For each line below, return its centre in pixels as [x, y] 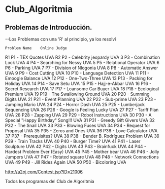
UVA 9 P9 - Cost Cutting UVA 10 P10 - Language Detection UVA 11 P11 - [77, 73]
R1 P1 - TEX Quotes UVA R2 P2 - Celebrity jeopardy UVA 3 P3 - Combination [82, 57]
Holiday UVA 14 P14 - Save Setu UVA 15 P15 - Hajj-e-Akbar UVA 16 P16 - [78, 83]
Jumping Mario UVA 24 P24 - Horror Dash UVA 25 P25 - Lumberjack [75, 104]
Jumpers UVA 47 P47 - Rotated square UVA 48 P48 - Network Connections [82, 157]
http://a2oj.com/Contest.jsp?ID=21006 [44, 172]
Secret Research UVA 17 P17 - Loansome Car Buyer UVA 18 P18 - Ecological [82, 89]
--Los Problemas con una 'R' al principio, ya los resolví [61, 39]
